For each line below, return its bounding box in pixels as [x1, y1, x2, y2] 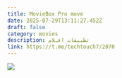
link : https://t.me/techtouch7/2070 [7, 43, 115, 50]
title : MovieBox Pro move [7, 10, 83, 18]
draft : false [7, 23, 46, 30]
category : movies [7, 30, 59, 38]
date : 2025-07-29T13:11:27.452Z [7, 17, 102, 24]
